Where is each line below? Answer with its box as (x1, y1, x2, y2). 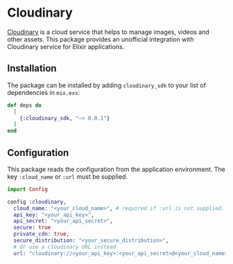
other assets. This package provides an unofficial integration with (7, 35, 194, 43)
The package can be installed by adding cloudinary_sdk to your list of (7, 81, 207, 89)
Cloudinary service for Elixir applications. (7, 42, 125, 51)
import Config (7, 186, 49, 193)
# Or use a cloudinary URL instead (13, 243, 116, 250)
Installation (7, 62, 57, 74)
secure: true (13, 224, 51, 231)
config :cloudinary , (7, 198, 67, 205)
